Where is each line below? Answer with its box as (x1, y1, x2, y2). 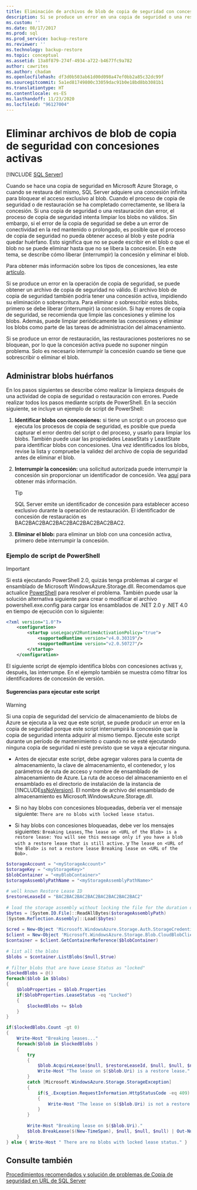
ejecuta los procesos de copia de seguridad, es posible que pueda (14, 423, 176, 430)
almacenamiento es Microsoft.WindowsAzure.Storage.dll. (14, 792, 154, 799)
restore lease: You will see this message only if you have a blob (14, 834, 183, 840)
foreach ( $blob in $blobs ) (6, 976, 69, 981)
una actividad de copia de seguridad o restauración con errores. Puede (6, 393, 179, 400)
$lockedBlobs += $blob (27, 1003, 83, 1009)
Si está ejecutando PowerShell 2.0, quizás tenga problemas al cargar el (6, 576, 178, 583)
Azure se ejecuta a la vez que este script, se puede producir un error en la (6, 719, 186, 726)
